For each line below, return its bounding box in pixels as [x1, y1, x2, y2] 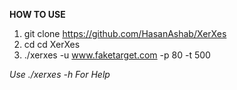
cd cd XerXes [23, 39, 81, 50]
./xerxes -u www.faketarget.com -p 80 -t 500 [23, 49, 211, 61]
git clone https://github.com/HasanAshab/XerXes [23, 28, 227, 39]
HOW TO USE [9, 9, 66, 20]
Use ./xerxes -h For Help [9, 69, 111, 80]
